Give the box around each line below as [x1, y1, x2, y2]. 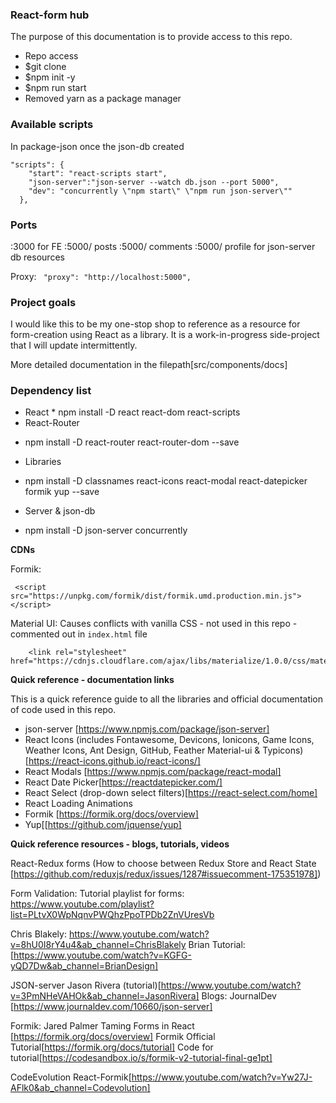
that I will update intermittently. [10, 339, 138, 352]
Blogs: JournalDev [201, 990, 277, 1002]
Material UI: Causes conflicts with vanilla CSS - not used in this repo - [10, 618, 298, 630]
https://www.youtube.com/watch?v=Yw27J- [131, 1071, 313, 1083]
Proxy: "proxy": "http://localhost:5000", [10, 270, 192, 282]
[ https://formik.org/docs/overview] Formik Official [10, 1031, 216, 1043]
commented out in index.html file [10, 628, 148, 640]
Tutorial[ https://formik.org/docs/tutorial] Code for [10, 1041, 214, 1053]
